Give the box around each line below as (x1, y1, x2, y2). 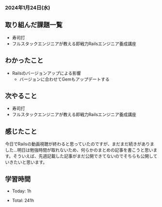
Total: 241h (12, 197, 34, 203)
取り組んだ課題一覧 (5, 21, 63, 29)
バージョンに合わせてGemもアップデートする (19, 76, 110, 82)
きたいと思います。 (9, 159, 48, 165)
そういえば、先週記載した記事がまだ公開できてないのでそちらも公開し (13, 153, 154, 159)
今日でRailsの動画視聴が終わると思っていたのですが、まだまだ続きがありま (5, 141, 154, 147)
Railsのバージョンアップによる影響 (12, 70, 81, 76)
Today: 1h (12, 188, 32, 194)
